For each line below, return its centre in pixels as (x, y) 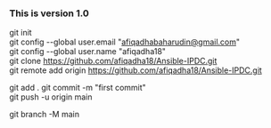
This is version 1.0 (49, 13)
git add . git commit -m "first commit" (78, 88)
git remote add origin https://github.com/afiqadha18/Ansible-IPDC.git (136, 70)
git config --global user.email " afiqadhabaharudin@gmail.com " (125, 42)
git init (21, 33)
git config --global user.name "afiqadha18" (88, 52)
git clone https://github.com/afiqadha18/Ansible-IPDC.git (113, 61)
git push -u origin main (51, 97)
